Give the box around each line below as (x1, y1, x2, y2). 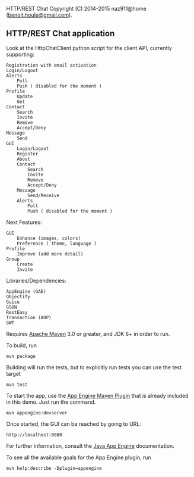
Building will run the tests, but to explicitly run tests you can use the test (6, 363, 182, 371)
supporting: (6, 51, 34, 58)
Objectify (6, 294, 31, 300)
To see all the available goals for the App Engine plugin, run (6, 454, 151, 461)
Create (17, 261, 33, 267)
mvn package (6, 353, 36, 359)
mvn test (6, 381, 28, 388)
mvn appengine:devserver (6, 410, 68, 416)
